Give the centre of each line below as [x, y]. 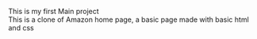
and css [21, 28]
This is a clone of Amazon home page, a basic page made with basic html [129, 19]
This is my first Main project [54, 11]
